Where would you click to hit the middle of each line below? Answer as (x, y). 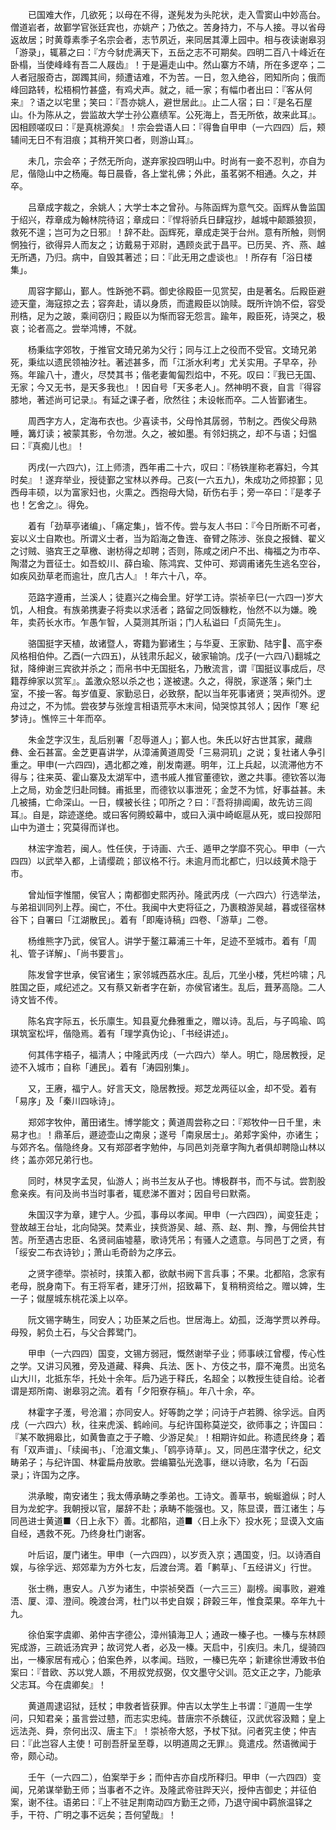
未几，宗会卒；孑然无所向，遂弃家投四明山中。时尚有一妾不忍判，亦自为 (176, 161)
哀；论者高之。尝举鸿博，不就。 (76, 328)
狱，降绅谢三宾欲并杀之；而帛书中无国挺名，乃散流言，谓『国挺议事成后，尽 (168, 668)
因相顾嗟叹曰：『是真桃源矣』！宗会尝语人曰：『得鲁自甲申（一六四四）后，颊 (168, 127)
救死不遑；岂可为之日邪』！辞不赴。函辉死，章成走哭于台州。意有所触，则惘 (168, 232)
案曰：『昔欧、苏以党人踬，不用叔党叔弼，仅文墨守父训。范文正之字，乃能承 (166, 1672)
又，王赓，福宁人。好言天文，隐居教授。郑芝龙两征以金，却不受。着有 (172, 1088)
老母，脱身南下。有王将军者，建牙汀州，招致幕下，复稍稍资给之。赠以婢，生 (168, 1286)
